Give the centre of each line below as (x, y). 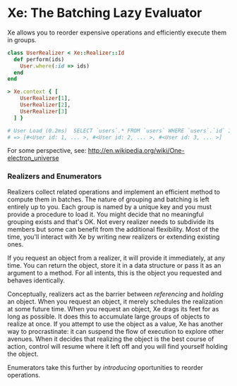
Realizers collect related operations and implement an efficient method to (114, 192)
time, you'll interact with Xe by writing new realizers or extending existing (114, 237)
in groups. (22, 39)
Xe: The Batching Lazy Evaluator (105, 13)
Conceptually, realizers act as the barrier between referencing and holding (115, 294)
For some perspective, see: (47, 151)
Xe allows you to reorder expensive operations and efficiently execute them (117, 32)
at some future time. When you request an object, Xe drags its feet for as (113, 309)
